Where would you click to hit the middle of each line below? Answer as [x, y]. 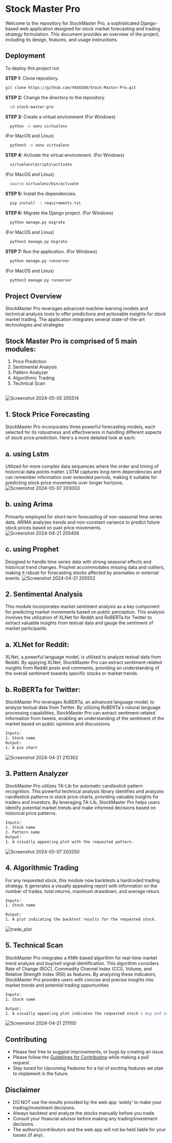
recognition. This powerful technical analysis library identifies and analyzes [85, 791]
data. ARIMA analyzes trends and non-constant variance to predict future [83, 522]
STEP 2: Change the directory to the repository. [56, 97]
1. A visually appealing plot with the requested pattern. [70, 842]
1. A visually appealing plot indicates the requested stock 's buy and [83, 1013]
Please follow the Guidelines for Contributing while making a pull [81, 1057]
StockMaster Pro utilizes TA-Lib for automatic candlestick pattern [74, 786]
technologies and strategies [35, 325]
